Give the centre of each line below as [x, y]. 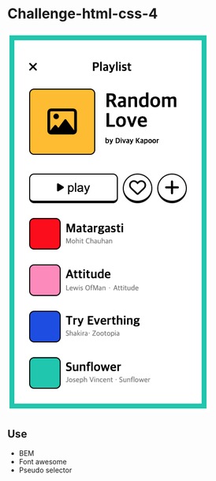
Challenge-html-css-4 [83, 14]
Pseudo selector [45, 470]
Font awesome [43, 461]
